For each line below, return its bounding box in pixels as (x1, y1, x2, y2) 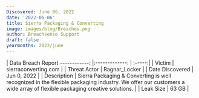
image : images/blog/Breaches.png (6, 25, 91, 32)
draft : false (6, 37, 39, 43)
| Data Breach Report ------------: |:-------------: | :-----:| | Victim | (6, 59, 174, 67)
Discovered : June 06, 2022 (6, 8, 74, 15)
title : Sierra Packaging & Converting (6, 20, 104, 26)
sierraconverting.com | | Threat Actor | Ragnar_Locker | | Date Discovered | (6, 65, 194, 73)
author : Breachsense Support (6, 31, 80, 38)
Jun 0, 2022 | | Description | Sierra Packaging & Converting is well (6, 72, 171, 79)
